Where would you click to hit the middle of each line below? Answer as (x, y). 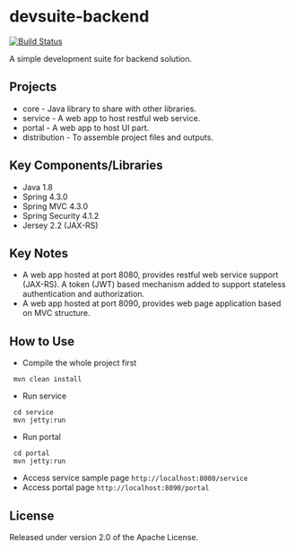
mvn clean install (48, 380)
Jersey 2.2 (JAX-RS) (60, 225)
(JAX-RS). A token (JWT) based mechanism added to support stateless (154, 284)
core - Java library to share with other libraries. (109, 109)
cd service (33, 413)
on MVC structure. (56, 313)
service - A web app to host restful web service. (111, 118)
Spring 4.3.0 (45, 197)
